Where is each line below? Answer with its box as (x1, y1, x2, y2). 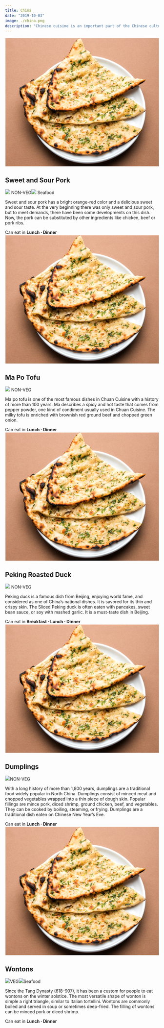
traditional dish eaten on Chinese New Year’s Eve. (5, 811, 105, 817)
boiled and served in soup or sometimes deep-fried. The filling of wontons (5, 1004, 155, 1009)
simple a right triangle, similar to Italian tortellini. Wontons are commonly (5, 998, 150, 1004)
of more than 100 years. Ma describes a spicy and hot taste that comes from (5, 402, 159, 408)
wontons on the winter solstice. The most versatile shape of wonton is (5, 993, 146, 999)
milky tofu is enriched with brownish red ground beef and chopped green (5, 412, 152, 418)
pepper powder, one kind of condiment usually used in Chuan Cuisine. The (5, 407, 156, 413)
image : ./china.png (5, 18, 45, 23)
